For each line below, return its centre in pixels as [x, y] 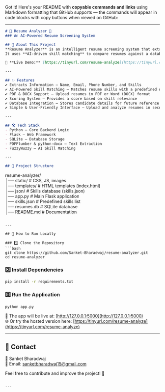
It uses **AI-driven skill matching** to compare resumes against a [77, 54]
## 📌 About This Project [30, 44]
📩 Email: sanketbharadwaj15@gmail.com [46, 364]
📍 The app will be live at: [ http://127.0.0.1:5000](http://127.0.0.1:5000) [74, 316]
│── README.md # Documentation [41, 212]
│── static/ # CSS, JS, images [36, 181]
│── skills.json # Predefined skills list [43, 201]
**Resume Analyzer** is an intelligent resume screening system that [78, 49]
